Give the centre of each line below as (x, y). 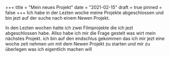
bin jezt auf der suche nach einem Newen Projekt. (58, 18)
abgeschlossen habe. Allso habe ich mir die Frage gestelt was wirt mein (81, 33)
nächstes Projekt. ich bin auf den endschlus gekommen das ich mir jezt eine (85, 38)
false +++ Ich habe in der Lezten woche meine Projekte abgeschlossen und (84, 13)
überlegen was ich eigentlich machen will (49, 49)
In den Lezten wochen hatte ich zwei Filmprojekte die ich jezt (69, 28)
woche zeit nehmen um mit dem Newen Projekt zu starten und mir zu (78, 44)
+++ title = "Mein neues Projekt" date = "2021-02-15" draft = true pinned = (84, 7)
